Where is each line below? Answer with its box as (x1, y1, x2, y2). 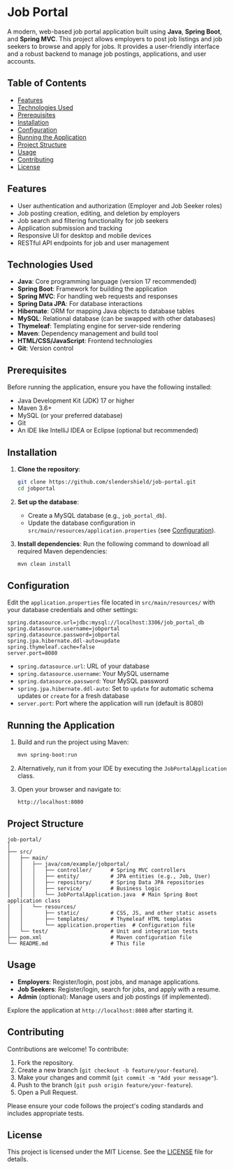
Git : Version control (17, 344, 74, 353)
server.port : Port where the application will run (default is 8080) (17, 699, 204, 708)
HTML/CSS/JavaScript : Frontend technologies (17, 337, 153, 345)
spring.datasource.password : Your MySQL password (17, 677, 169, 685)
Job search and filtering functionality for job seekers (17, 216, 169, 224)
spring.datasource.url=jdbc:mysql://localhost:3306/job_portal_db (7, 619, 205, 626)
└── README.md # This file (7, 940, 145, 947)
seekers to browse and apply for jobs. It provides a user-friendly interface (7, 42, 220, 50)
